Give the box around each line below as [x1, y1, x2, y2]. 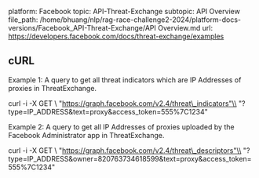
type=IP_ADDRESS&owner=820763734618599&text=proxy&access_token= [8, 154, 252, 163]
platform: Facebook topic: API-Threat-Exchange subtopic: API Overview [8, 7, 241, 16]
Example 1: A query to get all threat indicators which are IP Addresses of [8, 74, 242, 85]
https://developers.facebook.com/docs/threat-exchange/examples [8, 31, 224, 41]
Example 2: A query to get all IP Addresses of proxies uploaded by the [8, 122, 235, 132]
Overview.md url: [158, 24, 213, 32]
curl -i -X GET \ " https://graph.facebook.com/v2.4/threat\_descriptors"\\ [8, 145, 242, 155]
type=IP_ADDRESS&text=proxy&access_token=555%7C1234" [8, 107, 208, 116]
